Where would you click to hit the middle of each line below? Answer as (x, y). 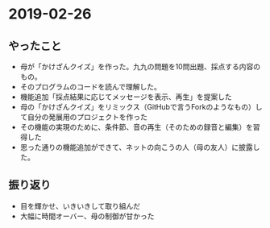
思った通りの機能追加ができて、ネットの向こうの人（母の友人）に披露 (137, 147)
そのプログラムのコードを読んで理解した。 (90, 87)
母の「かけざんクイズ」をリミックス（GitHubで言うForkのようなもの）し (141, 107)
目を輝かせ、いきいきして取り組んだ (80, 205)
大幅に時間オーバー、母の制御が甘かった (87, 216)
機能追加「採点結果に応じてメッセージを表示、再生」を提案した (126, 97)
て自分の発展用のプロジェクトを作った (83, 117)
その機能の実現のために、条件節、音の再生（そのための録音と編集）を (137, 127)
